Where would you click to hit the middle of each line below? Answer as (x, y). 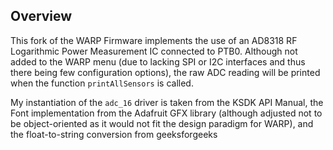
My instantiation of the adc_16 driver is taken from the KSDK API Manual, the (167, 102)
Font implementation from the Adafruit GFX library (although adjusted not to (166, 113)
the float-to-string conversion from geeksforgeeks (114, 134)
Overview (41, 16)
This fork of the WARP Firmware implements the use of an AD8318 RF (154, 40)
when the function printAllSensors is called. (102, 83)
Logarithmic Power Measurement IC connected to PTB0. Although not (154, 51)
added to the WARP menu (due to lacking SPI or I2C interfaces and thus (158, 61)
